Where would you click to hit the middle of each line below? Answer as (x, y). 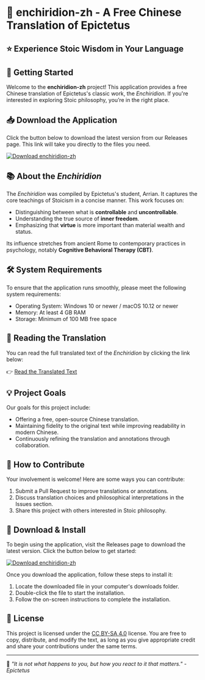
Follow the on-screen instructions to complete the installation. (93, 599)
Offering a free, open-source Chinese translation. (77, 419)
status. (23, 232)
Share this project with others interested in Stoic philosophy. (91, 511)
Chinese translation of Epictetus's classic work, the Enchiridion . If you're (97, 93)
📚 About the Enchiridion (54, 176)
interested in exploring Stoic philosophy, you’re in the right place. (88, 100)
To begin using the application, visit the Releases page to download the (96, 544)
